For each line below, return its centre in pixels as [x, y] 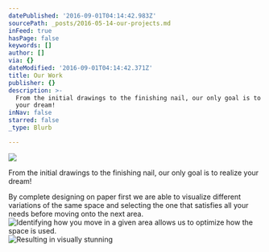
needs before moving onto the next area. [76, 213]
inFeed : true [30, 30]
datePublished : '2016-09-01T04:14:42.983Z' [83, 16]
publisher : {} [32, 83]
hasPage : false [34, 38]
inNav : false [30, 113]
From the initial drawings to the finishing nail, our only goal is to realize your [134, 173]
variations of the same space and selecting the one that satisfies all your [128, 205]
